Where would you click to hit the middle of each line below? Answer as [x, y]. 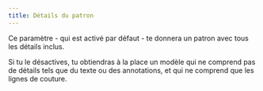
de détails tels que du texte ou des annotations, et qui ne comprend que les [131, 70]
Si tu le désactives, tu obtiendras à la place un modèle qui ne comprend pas [132, 62]
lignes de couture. [38, 78]
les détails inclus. [36, 46]
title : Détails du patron [51, 15]
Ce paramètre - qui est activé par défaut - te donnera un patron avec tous [129, 38]
